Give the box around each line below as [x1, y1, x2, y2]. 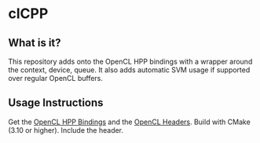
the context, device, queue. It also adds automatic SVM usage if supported [8, 65, 251, 75]
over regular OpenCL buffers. [8, 74, 104, 82]
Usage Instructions [8, 96, 104, 110]
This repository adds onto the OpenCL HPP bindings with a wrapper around [8, 57, 253, 66]
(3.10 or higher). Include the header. [8, 125, 124, 134]
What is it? [8, 36, 61, 49]
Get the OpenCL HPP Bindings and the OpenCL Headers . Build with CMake [8, 117, 251, 126]
